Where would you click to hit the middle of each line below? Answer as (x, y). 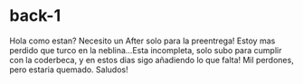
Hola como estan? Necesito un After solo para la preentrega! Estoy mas (142, 41)
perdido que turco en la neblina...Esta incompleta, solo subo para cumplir (146, 50)
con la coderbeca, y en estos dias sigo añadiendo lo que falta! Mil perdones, (151, 60)
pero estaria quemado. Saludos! (69, 70)
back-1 (35, 16)
